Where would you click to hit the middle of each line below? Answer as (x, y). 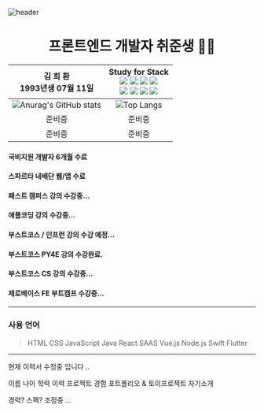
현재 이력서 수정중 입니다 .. (49, 366)
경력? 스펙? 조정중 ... (40, 400)
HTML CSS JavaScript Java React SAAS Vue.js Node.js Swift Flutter (137, 343)
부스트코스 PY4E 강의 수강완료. (56, 254)
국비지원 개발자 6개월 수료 (48, 157)
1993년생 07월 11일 (57, 88)
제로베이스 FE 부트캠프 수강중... (56, 293)
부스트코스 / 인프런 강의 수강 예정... (62, 234)
